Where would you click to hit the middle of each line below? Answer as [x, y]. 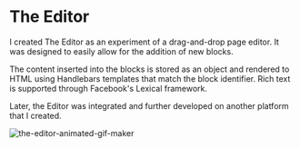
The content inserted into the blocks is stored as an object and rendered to [150, 69]
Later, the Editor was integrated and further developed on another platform [149, 105]
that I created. [35, 115]
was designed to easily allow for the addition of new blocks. [121, 51]
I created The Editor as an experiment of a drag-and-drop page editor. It [145, 42]
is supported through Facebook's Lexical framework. [108, 88]
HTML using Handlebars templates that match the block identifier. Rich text [150, 78]
